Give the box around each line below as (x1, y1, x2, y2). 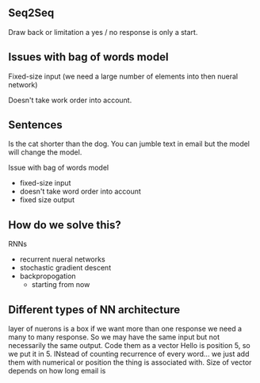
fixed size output (19, 195, 75, 205)
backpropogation (19, 271, 77, 281)
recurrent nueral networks (19, 255, 105, 264)
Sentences (8, 118, 63, 132)
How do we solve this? (8, 218, 121, 232)
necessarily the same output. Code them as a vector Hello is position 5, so (8, 341, 251, 350)
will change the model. (8, 147, 82, 157)
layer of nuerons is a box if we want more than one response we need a (8, 324, 243, 334)
